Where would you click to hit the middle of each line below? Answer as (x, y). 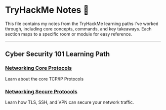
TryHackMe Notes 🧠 (47, 10)
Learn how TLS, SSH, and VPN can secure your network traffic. (70, 102)
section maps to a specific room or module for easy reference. (69, 34)
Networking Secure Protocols (41, 91)
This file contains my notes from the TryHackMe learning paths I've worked (82, 24)
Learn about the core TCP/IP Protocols (44, 79)
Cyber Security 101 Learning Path (58, 54)
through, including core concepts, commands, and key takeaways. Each (78, 28)
